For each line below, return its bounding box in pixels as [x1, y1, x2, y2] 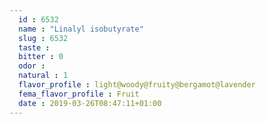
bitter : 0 [18, 52, 64, 62]
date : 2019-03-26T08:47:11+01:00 [18, 98, 162, 108]
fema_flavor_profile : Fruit [18, 89, 140, 99]
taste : [18, 42, 51, 53]
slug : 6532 [18, 33, 69, 43]
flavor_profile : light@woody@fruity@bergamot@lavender [18, 80, 256, 90]
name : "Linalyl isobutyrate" [18, 24, 144, 34]
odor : [18, 61, 46, 71]
